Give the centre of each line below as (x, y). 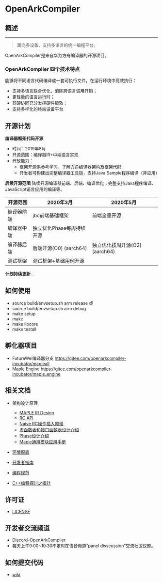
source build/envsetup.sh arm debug (49, 308)
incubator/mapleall (31, 363)
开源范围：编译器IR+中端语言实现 (45, 155)
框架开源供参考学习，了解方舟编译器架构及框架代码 (70, 167)
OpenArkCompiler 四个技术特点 (42, 69)
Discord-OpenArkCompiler (39, 540)
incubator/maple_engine (36, 374)
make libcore (25, 324)
